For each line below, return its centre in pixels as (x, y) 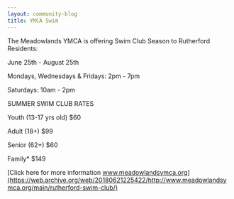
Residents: (23, 48)
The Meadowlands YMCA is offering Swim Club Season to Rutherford (109, 41)
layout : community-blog (43, 14)
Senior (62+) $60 (33, 145)
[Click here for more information (54, 172)
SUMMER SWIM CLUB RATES (51, 103)
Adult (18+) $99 (30, 131)
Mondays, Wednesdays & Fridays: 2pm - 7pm (74, 76)
